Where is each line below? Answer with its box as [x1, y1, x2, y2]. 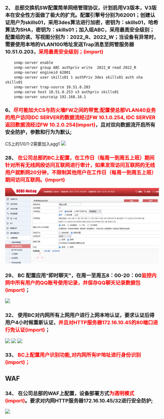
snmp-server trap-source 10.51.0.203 [14, 85, 91, 90]
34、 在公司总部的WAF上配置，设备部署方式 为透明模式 [5, 390, 135, 397]
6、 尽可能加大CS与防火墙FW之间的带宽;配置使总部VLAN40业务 [5, 107, 156, 113]
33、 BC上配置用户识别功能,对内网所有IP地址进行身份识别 [5, 352, 141, 358]
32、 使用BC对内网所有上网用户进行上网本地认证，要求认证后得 [5, 312, 155, 319]
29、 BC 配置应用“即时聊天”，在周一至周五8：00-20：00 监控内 [5, 272, 157, 279]
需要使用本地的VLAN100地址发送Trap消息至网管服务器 [5, 41, 134, 47]
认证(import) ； [15, 327, 50, 333]
